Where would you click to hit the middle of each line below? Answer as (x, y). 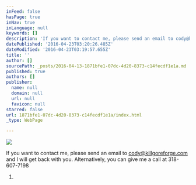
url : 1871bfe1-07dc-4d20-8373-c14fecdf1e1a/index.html (74, 115)
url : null (23, 98)
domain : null (27, 93)
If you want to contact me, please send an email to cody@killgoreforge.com (97, 153)
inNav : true (20, 22)
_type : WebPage (24, 121)
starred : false (24, 109)
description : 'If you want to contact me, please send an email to (90, 39)
